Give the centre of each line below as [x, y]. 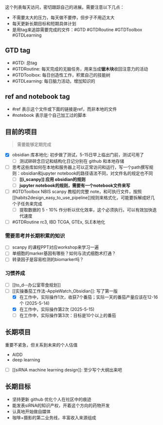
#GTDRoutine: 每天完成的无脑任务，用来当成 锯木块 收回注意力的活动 [80, 69]
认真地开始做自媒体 [31, 411]
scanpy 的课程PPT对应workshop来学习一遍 [55, 247]
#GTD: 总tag [25, 63]
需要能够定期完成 [34, 145]
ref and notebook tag [37, 97]
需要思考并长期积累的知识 [35, 236]
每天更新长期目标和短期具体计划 [44, 24]
